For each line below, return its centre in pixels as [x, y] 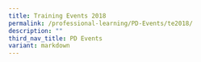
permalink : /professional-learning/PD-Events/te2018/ [101, 23]
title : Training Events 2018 [57, 16]
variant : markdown [39, 46]
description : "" [36, 31]
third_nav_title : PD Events [56, 38]
